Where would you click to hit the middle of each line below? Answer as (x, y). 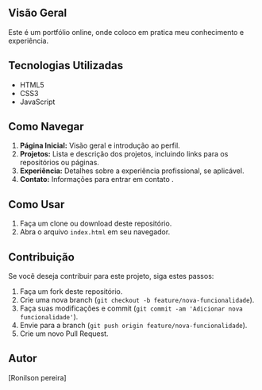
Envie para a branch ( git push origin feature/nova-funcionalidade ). (133, 326)
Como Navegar (46, 127)
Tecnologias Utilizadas (66, 66)
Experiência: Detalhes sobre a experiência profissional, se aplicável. (132, 171)
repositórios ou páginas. (59, 163)
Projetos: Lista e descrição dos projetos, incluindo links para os (124, 154)
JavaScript (37, 102)
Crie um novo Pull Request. (64, 334)
